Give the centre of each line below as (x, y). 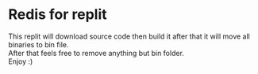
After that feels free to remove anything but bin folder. (96, 53)
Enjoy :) (21, 61)
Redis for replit (58, 15)
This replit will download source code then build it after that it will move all (129, 36)
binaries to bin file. (39, 44)
